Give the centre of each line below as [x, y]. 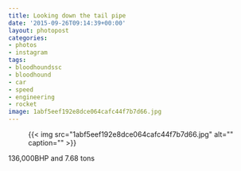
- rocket [23, 104]
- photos [23, 45]
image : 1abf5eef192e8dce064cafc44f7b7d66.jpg [85, 112]
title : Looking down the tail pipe [67, 16]
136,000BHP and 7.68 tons [52, 158]
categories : [28, 38]
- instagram [28, 52]
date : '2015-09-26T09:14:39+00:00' [67, 23]
